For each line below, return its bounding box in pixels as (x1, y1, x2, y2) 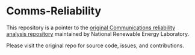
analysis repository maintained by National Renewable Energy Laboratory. (6, 30, 190, 37)
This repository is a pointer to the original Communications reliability (6, 24, 176, 31)
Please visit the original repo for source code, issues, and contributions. (6, 42, 185, 49)
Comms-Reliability (6, 4, 102, 18)
